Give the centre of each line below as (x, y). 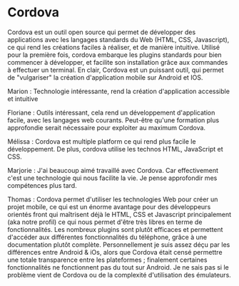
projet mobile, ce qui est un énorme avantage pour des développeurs (109, 206)
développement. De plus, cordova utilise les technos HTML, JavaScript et (115, 149)
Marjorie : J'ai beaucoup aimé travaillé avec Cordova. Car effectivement (113, 170)
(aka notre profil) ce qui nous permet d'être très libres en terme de (105, 222)
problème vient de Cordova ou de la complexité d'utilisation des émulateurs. (119, 275)
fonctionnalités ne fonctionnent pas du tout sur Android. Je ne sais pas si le (118, 267)
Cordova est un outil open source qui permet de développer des (102, 32)
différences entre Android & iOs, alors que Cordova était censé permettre (115, 252)
